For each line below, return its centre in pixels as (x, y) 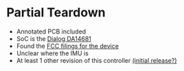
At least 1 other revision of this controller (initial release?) (96, 60)
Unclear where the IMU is (52, 53)
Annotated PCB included (51, 31)
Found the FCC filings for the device (68, 46)
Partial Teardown (56, 13)
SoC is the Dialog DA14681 (54, 38)
